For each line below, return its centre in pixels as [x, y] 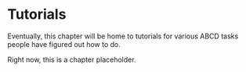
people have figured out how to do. [64, 44]
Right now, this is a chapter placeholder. [72, 59]
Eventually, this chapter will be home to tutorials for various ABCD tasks [123, 36]
